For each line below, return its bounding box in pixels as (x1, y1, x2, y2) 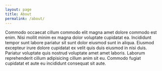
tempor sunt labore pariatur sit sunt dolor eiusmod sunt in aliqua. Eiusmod (5, 40, 154, 46)
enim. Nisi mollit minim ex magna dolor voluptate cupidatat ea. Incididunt (5, 35, 152, 40)
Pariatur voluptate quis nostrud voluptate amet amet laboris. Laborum (5, 50, 145, 56)
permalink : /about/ (5, 16, 45, 21)
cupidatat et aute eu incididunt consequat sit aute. (5, 60, 106, 66)
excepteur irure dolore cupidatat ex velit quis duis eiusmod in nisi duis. (5, 45, 147, 51)
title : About (5, 12, 32, 17)
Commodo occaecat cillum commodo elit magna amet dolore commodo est (5, 30, 157, 35)
